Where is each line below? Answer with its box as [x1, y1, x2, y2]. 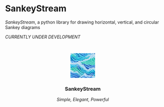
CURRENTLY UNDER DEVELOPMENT [5, 34, 81, 40]
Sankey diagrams [5, 24, 40, 30]
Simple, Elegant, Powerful [56, 97, 109, 103]
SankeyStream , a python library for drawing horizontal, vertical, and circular [5, 19, 159, 25]
